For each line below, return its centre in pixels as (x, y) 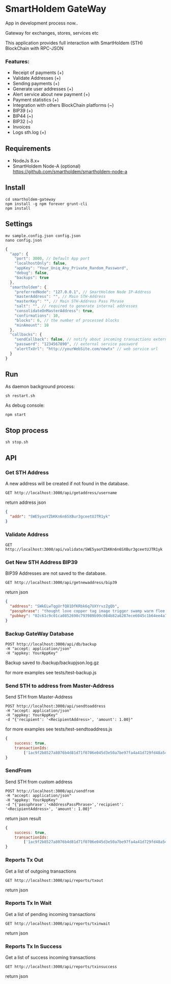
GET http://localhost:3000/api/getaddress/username (61, 493)
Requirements (28, 148)
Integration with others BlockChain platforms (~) (63, 105)
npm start (16, 415)
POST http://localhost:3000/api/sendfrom (50, 791)
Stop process (27, 430)
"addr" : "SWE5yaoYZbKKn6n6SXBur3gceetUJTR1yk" (60, 517)
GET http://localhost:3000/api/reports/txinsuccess (61, 967)
